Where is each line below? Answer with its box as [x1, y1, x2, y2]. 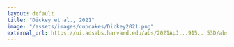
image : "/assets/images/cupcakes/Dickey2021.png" [7, 23, 155, 30]
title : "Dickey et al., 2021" [7, 17, 95, 23]
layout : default [7, 10, 54, 17]
